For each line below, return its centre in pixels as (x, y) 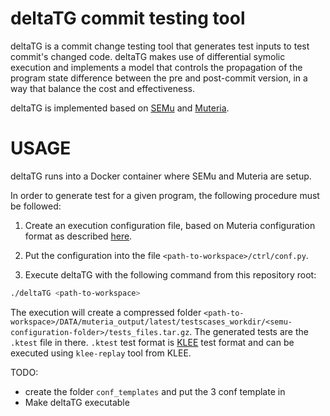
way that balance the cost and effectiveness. (102, 88)
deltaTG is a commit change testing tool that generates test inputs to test (160, 46)
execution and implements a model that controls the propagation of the (156, 67)
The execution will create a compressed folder (106, 312)
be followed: (36, 206)
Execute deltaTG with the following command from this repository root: (170, 274)
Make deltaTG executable (77, 402)
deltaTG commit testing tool (128, 18)
